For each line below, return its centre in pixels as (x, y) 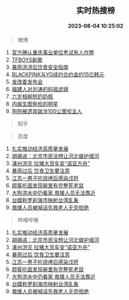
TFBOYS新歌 (27, 59)
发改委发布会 (27, 82)
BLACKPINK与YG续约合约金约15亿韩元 (58, 74)
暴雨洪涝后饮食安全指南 (40, 67)
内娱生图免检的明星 (35, 104)
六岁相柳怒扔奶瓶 (32, 96)
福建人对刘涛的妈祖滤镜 (40, 89)
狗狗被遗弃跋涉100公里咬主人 (47, 111)
